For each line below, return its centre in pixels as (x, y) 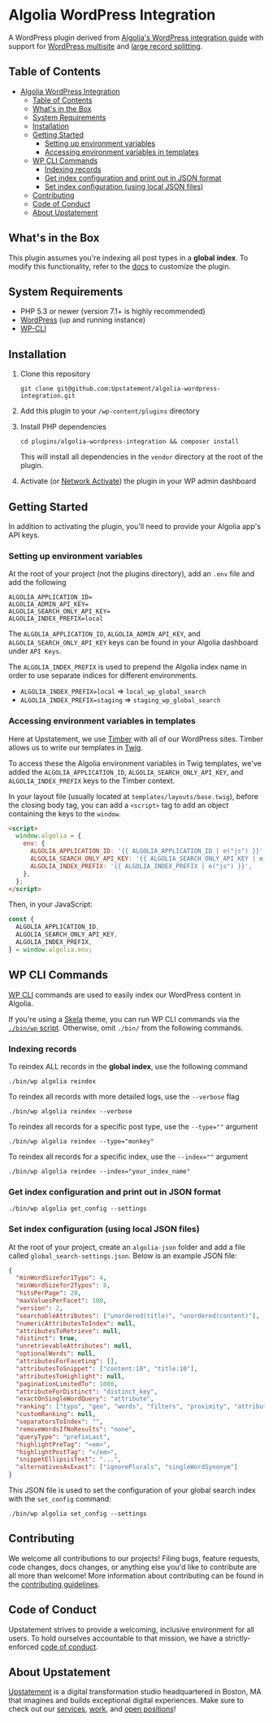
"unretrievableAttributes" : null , (74, 1346)
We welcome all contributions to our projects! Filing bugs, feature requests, (134, 1558)
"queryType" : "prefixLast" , (63, 1437)
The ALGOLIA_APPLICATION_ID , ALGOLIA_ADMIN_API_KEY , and (104, 634)
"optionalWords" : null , (56, 1354)
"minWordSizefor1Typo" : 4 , (61, 1278)
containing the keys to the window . (65, 813)
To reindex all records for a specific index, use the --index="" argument (128, 1156)
